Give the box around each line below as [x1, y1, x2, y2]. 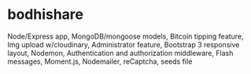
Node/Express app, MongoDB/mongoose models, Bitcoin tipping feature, [7, 31, 245, 41]
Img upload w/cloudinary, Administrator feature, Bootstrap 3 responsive [7, 39, 240, 49]
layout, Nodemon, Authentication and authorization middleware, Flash [7, 48, 234, 57]
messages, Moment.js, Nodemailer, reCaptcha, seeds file [7, 57, 193, 66]
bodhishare [7, 6, 84, 24]
